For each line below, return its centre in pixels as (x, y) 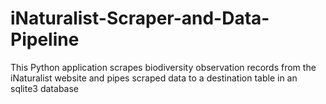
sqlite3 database (44, 88)
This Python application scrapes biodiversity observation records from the (163, 67)
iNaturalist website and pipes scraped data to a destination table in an (154, 78)
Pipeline (45, 39)
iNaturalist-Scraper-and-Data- (140, 18)
